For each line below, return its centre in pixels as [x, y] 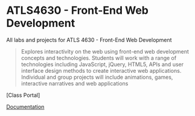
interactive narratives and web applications [75, 83]
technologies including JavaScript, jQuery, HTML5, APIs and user [102, 64]
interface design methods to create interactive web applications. [101, 70]
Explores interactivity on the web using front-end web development [105, 51]
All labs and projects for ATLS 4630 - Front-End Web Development [89, 40]
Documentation [25, 106]
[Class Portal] [23, 95]
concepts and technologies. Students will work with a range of [99, 58]
